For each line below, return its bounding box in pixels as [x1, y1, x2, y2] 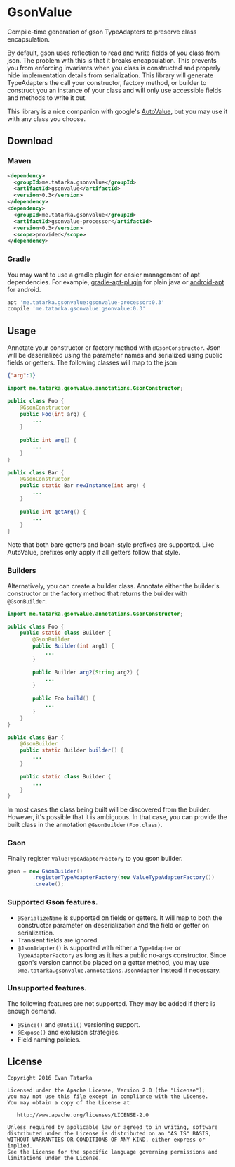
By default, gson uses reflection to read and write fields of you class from [7, 49, 220, 57]
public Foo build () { [32, 695, 96, 702]
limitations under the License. [7, 1154, 102, 1161]
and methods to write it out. [7, 93, 87, 102]
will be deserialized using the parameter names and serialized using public [7, 351, 223, 360]
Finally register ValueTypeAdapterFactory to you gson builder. [7, 854, 183, 862]
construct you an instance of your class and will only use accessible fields [7, 86, 222, 94]
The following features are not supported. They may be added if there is [7, 999, 216, 1007]
